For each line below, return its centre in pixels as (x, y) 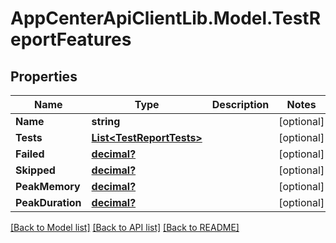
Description (240, 104)
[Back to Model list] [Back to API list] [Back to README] (125, 227)
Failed (30, 154)
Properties (44, 76)
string (106, 121)
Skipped (35, 170)
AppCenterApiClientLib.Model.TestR (166, 18)
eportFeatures (71, 39)
